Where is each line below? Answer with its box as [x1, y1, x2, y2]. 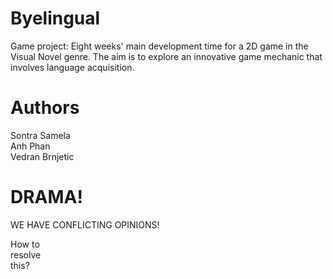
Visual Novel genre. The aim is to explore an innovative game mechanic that [10, 50, 323, 62]
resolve [10, 248, 42, 261]
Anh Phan [10, 140, 51, 152]
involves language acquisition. [10, 61, 135, 73]
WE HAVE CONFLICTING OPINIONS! [10, 218, 160, 231]
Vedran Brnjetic [10, 150, 75, 162]
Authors [10, 97, 80, 119]
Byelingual [10, 7, 101, 30]
